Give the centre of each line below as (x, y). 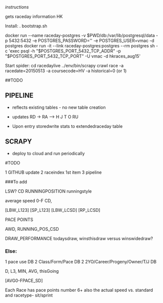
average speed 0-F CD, (29, 201)
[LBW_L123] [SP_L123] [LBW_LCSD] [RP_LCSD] (53, 210)
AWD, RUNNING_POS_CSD (32, 229)
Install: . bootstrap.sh (26, 26)
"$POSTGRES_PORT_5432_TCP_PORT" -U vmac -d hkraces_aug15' (73, 56)
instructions (17, 7)
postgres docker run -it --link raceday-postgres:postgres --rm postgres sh (80, 46)
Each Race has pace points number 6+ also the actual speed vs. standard (79, 290)
